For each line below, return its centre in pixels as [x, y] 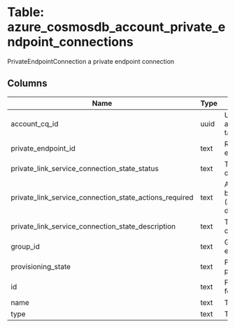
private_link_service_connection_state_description [93, 226]
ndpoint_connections [71, 42]
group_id [25, 246]
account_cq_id [35, 123]
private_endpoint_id [43, 148]
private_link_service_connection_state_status [85, 168]
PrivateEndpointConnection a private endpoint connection [91, 61]
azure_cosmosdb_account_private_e [116, 27]
